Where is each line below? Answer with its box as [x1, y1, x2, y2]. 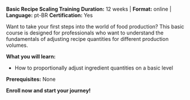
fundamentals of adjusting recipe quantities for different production [6, 36, 169, 42]
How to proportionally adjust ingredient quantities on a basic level [14, 64, 174, 71]
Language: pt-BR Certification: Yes [6, 12, 93, 19]
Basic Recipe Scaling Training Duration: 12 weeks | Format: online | [6, 6, 172, 12]
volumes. [6, 42, 28, 49]
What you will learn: [6, 53, 56, 60]
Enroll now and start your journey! [6, 87, 91, 94]
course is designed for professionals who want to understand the [6, 29, 164, 36]
